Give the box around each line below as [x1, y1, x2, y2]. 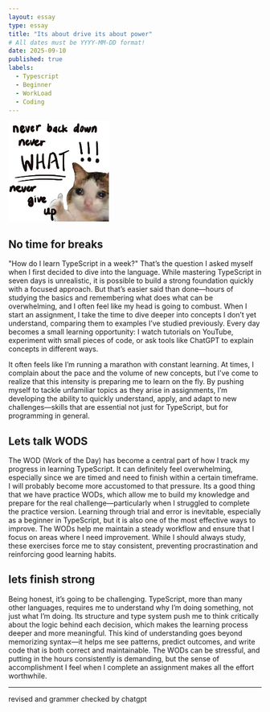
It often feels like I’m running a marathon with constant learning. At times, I [8, 360, 255, 370]
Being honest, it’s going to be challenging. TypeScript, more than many [8, 594, 243, 604]
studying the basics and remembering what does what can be [8, 293, 214, 303]
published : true [8, 55, 63, 63]
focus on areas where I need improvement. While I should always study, [8, 533, 247, 542]
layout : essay [8, 13, 56, 21]
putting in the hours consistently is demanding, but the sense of [8, 653, 219, 663]
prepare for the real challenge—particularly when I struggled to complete [8, 498, 251, 508]
